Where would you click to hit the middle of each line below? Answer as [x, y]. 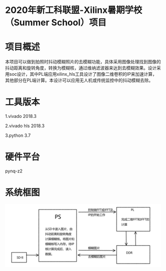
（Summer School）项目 [56, 23]
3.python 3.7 [18, 135]
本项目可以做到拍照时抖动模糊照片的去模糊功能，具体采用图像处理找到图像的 [83, 62]
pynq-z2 [14, 171]
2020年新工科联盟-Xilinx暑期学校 [74, 10]
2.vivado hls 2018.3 [25, 126]
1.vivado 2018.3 [21, 116]
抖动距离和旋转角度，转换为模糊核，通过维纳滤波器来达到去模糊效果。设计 [81, 68]
